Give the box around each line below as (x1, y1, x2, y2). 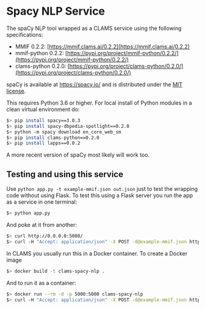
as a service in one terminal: (6, 198, 77, 206)
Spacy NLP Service (6, 4, 106, 18)
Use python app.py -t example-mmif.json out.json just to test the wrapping (6, 185, 198, 193)
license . (6, 87, 26, 94)
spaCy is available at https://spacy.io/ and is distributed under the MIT (6, 81, 183, 88)
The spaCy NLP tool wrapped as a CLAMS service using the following (6, 24, 182, 32)
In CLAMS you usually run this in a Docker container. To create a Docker (6, 250, 188, 257)
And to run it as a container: (6, 279, 76, 286)
